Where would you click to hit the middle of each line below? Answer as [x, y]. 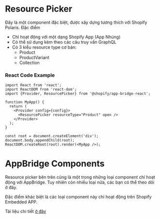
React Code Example [30, 75]
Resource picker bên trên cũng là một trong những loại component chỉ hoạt [80, 177]
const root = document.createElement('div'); [52, 136]
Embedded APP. [21, 202]
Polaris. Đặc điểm [23, 27]
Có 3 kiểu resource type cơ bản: [44, 47]
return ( [18, 107]
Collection [29, 63]
